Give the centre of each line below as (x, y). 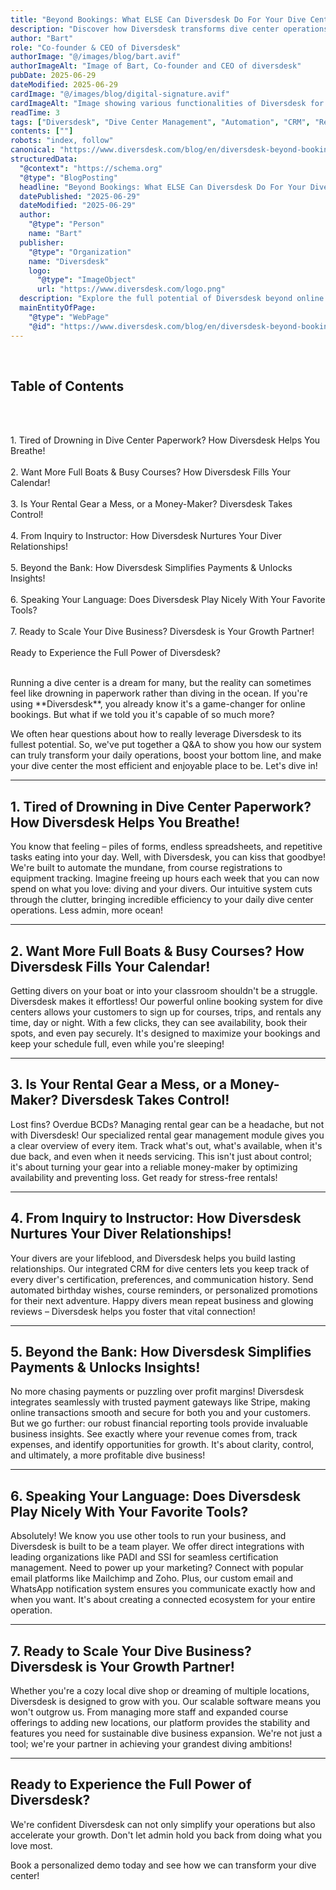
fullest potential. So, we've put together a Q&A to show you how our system (166, 745)
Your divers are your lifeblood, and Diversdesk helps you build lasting (153, 1258)
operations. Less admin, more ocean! (87, 910)
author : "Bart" (42, 38)
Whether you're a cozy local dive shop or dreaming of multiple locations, (160, 1690)
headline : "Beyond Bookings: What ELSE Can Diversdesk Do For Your (163, 187)
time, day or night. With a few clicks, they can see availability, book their (159, 1022)
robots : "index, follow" (62, 141)
